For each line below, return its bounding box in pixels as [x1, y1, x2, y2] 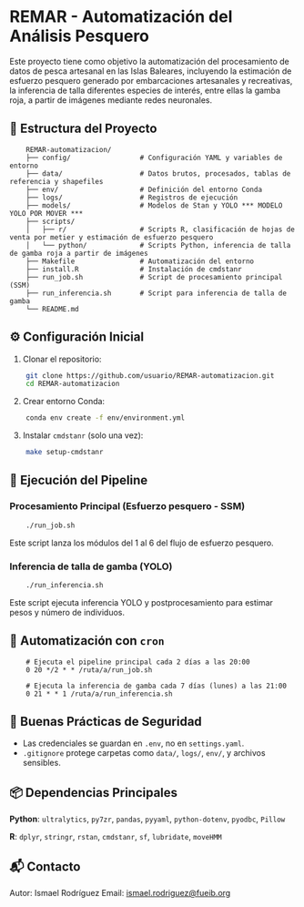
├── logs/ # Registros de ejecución [25, 193, 238, 202]
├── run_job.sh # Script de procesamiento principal [25, 272, 283, 281]
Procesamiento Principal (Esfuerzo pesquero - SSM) [9, 500, 246, 513]
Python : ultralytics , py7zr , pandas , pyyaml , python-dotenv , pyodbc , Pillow [9, 813, 286, 825]
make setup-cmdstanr [25, 448, 104, 457]
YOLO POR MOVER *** [9, 209, 84, 218]
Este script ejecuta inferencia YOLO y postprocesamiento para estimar [9, 596, 273, 607]
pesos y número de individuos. [9, 606, 126, 617]
